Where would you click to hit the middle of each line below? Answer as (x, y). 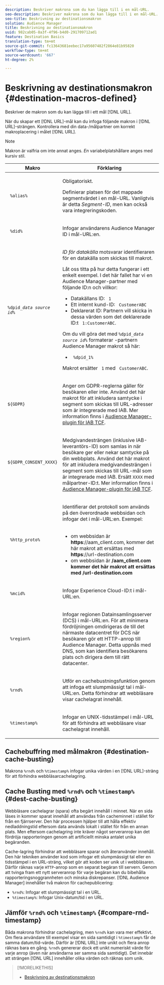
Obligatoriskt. (78, 181)
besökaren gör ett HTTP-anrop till (102, 639)
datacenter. (76, 663)
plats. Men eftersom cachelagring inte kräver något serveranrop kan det (77, 832)
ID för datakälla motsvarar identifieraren (109, 252)
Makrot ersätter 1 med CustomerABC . (105, 368)
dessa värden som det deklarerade (111, 317)
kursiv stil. (15, 156)
